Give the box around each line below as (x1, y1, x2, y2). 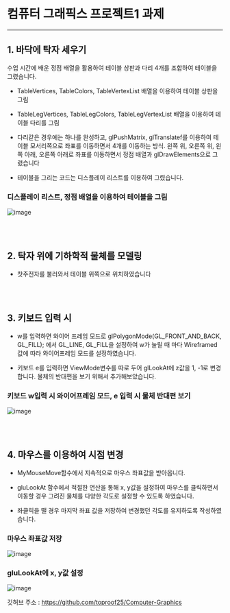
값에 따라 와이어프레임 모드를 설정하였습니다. (16, 349, 137, 357)
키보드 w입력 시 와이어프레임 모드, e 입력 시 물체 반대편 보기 (7, 391, 191, 400)
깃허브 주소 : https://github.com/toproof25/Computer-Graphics (7, 598, 183, 607)
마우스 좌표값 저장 (7, 533, 63, 543)
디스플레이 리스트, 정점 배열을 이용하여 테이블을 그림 (7, 192, 168, 202)
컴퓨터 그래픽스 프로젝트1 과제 (7, 6, 164, 22)
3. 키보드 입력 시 (7, 313, 72, 324)
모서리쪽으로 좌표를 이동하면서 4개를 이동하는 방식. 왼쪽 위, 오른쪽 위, (29, 141, 214, 149)
